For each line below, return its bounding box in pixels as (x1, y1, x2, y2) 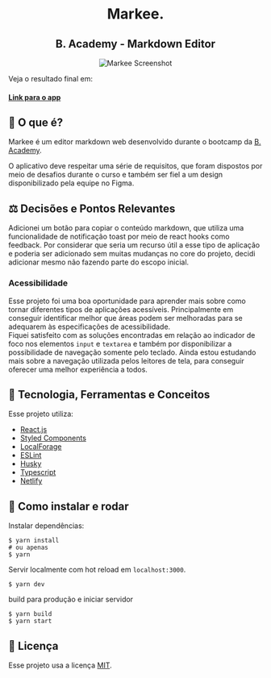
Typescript (19, 468, 56, 477)
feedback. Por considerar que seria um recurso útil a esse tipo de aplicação (8, 240, 261, 250)
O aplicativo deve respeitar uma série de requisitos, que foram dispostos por (8, 161, 263, 171)
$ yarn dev (8, 580, 45, 589)
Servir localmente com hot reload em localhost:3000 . (8, 565, 186, 575)
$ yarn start (8, 618, 52, 626)
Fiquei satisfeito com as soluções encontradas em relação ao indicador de (8, 330, 256, 339)
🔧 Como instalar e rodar (8, 499, 129, 513)
